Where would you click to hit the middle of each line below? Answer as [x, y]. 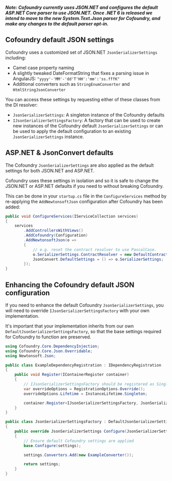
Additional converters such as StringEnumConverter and [71, 84]
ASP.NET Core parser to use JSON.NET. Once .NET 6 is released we [79, 13]
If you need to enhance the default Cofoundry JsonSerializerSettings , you [84, 305]
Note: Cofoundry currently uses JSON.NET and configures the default [82, 7]
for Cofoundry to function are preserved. [48, 337]
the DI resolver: [21, 105]
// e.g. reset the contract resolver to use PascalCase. [95, 249]
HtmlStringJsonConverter [39, 90]
